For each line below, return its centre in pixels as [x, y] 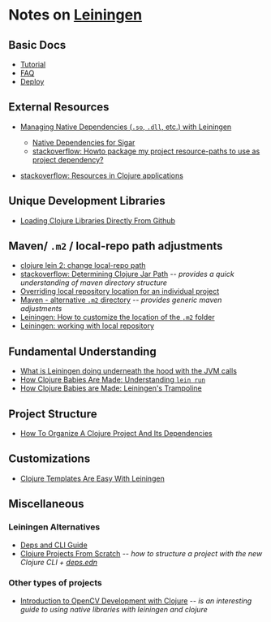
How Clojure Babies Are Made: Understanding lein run [112, 380]
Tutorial [33, 64]
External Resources [59, 107]
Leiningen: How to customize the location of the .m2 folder [117, 317]
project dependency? [68, 159]
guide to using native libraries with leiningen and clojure [114, 609]
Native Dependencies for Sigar [84, 142]
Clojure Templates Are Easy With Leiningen [92, 478]
